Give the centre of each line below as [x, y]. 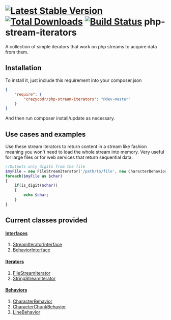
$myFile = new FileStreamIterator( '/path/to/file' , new [66, 171]
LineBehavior [26, 312]
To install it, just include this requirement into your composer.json [74, 80]
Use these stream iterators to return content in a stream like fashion [76, 146]
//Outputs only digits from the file [45, 166]
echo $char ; [36, 195]
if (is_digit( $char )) [36, 186]
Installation [23, 68]
